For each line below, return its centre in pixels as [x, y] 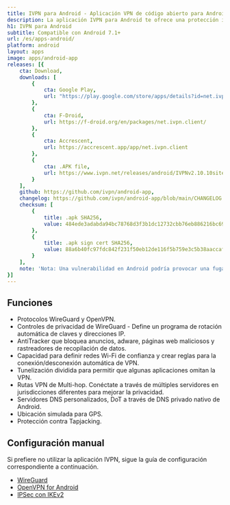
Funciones [30, 303]
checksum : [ [36, 205]
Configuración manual [56, 443]
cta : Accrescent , [68, 141]
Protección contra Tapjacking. [59, 421]
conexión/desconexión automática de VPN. [78, 363]
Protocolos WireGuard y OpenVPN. [66, 319]
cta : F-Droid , [64, 115]
